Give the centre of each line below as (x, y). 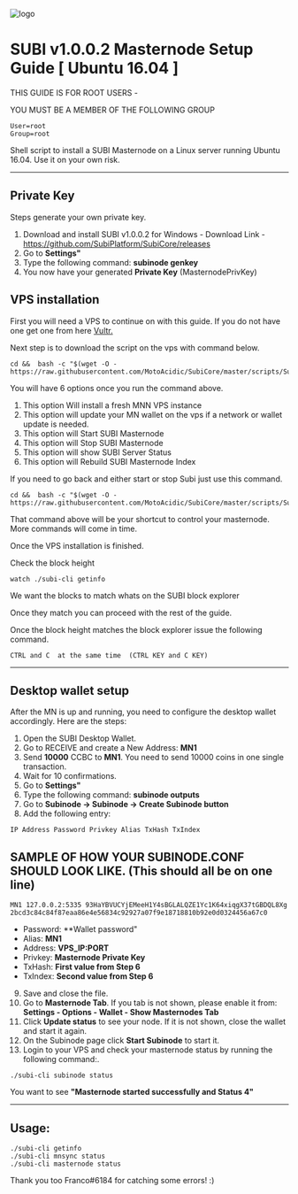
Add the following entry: (67, 813)
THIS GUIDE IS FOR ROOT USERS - (74, 92)
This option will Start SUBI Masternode (93, 433)
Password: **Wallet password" (80, 929)
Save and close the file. (65, 994)
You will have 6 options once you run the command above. (117, 388)
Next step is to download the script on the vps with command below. (135, 347)
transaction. (45, 766)
